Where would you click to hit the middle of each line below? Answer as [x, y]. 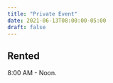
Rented [24, 56]
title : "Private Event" [43, 14]
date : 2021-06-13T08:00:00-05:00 [57, 21]
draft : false [27, 27]
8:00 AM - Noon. [32, 73]
